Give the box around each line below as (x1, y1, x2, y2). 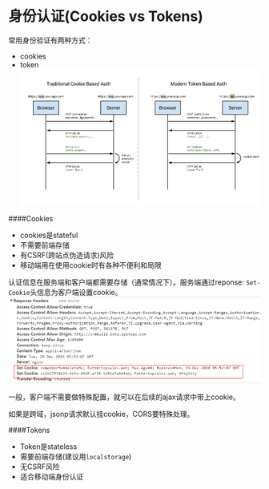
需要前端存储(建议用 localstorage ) (19, 451, 132, 461)
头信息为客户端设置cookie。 (29, 287, 122, 297)
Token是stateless (19, 442, 78, 451)
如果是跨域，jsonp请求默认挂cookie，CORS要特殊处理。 (8, 409, 195, 418)
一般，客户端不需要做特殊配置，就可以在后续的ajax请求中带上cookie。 (8, 392, 240, 402)
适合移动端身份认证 (19, 471, 84, 481)
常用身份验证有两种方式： (8, 35, 93, 45)
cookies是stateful (19, 230, 78, 240)
